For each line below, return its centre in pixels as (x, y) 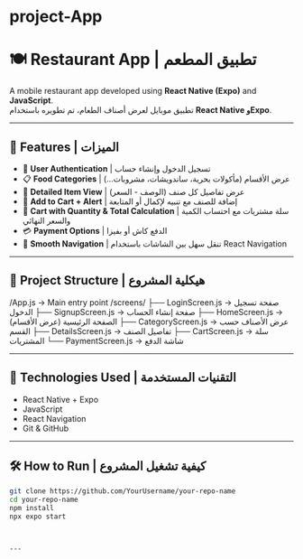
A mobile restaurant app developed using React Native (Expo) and (133, 91)
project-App (56, 17)
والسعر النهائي (46, 220)
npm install (32, 508)
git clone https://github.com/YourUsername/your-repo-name (123, 491)
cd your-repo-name (44, 500)
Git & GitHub (46, 428)
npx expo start (38, 517)
